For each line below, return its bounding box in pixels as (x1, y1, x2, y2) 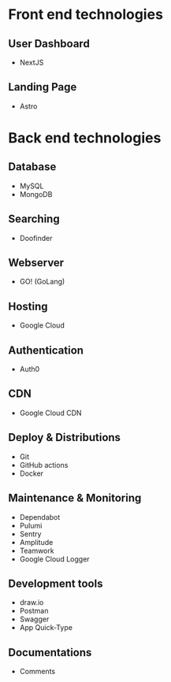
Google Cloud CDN (19, 408, 82, 417)
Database (8, 160, 57, 174)
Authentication (8, 343, 84, 357)
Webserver (8, 256, 65, 269)
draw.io (19, 598, 44, 607)
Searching (8, 213, 61, 226)
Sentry (19, 529, 42, 539)
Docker (19, 469, 44, 478)
